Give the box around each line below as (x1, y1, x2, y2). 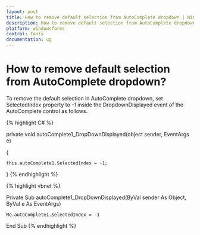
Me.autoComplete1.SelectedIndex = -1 (6, 212, 100, 218)
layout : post (6, 8, 39, 15)
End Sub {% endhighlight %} (6, 222, 77, 229)
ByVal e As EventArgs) (6, 200, 61, 207)
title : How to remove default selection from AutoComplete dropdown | (6, 14, 185, 20)
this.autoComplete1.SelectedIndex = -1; (6, 160, 108, 166)
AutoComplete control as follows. (6, 107, 88, 114)
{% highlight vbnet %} (6, 182, 61, 189)
